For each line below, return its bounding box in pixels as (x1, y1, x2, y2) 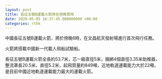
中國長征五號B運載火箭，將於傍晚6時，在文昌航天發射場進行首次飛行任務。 (5, 35, 157, 41)
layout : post (5, 7, 32, 12)
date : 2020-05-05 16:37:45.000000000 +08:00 (5, 16, 98, 21)
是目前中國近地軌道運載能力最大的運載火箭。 (5, 69, 96, 75)
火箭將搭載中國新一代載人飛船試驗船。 (5, 45, 82, 52)
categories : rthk (5, 21, 41, 26)
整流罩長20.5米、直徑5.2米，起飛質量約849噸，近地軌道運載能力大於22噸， (5, 62, 159, 68)
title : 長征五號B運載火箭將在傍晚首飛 (5, 12, 74, 17)
